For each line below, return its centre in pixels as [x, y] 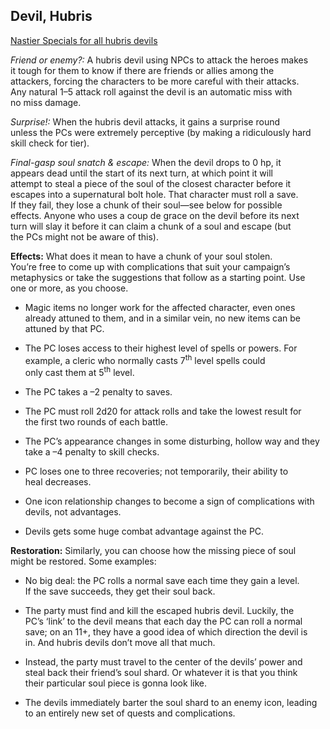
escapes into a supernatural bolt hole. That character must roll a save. [154, 194]
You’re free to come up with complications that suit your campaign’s [150, 266]
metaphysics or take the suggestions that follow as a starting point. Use [158, 277]
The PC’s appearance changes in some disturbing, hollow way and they [172, 441]
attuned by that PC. [64, 328]
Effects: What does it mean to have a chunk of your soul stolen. [141, 256]
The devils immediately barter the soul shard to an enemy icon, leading [171, 703]
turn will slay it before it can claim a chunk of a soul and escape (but [151, 226]
